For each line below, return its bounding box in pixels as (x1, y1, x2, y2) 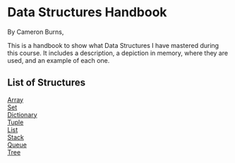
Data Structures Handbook (7, 4, 167, 20)
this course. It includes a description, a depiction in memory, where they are (7, 49, 228, 57)
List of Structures (7, 77, 86, 89)
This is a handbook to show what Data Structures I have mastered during (7, 41, 219, 49)
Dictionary (7, 110, 37, 119)
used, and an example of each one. (7, 56, 110, 64)
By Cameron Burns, (7, 28, 64, 36)
